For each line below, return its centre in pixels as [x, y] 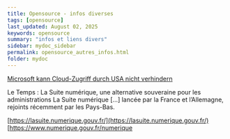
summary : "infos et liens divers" [58, 40]
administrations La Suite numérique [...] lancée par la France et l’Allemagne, [116, 99]
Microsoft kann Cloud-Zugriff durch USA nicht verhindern [90, 79]
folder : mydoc [28, 59]
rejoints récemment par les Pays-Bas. [61, 107]
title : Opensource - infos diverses [60, 14]
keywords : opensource [39, 33]
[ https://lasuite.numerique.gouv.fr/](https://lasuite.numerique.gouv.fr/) [108, 120]
